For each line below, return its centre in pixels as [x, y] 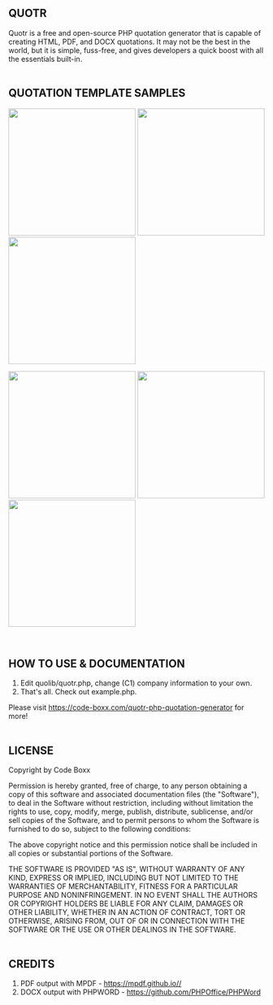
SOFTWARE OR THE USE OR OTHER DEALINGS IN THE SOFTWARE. [122, 929]
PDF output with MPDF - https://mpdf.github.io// [101, 984]
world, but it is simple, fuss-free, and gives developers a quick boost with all [136, 50]
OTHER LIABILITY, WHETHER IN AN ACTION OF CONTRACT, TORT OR [127, 912]
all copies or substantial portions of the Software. [91, 854]
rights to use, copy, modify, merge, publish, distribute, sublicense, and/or [131, 811]
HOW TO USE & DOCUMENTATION [97, 664]
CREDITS [32, 964]
